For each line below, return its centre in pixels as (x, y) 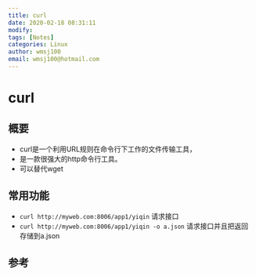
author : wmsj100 (34, 52)
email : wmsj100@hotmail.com (54, 60)
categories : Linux (38, 45)
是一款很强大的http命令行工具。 (70, 158)
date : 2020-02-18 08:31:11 (52, 23)
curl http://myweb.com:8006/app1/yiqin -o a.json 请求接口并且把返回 (134, 226)
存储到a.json (40, 235)
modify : (21, 30)
